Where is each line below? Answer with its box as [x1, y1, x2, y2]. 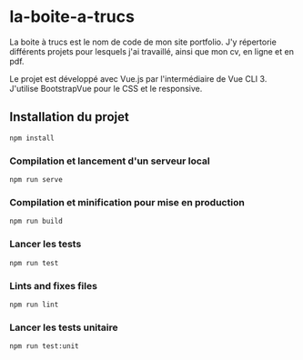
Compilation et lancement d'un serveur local [9, 155, 211, 167]
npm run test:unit [9, 342, 79, 351]
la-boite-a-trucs [9, 6, 135, 27]
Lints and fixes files [9, 279, 98, 292]
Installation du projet [9, 109, 129, 125]
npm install [9, 134, 55, 143]
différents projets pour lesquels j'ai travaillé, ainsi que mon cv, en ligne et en [9, 45, 294, 56]
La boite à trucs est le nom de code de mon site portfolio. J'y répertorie [9, 36, 278, 47]
